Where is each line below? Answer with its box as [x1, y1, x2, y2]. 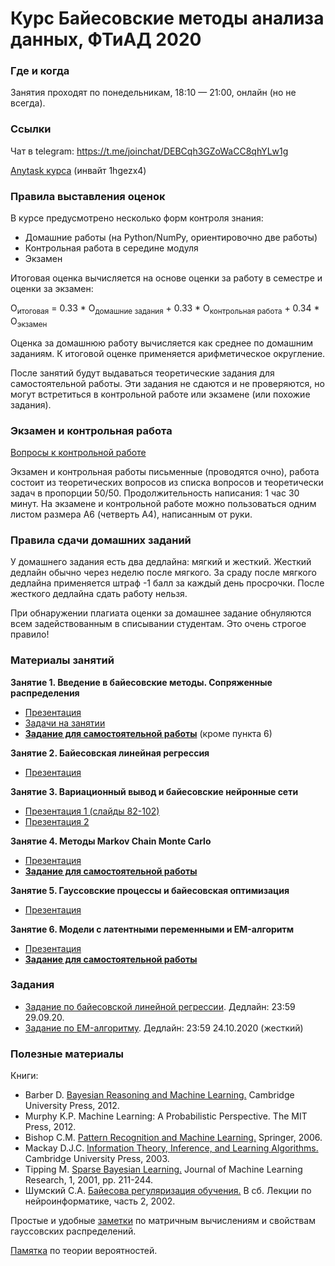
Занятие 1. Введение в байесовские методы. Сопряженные [10, 676, 273, 688]
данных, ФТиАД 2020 [10, 28, 202, 51]
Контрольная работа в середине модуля [24, 242, 199, 254]
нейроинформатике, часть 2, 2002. [24, 1195, 176, 1207]
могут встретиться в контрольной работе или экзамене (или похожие [10, 388, 311, 400]
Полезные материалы [10, 1047, 124, 1061]
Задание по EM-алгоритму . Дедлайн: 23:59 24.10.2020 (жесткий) [24, 1022, 304, 1034]
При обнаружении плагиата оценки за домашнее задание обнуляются [10, 607, 312, 619]
